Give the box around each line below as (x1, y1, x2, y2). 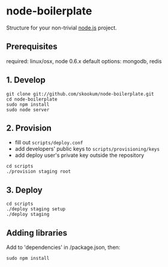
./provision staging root (6, 168, 71, 175)
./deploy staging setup (6, 206, 66, 212)
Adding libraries (6, 227, 68, 238)
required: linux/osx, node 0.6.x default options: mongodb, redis (6, 57, 162, 64)
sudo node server (6, 106, 50, 112)
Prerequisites (6, 41, 58, 52)
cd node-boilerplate (6, 96, 58, 102)
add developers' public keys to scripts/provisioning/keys (14, 146, 160, 153)
